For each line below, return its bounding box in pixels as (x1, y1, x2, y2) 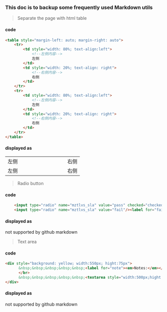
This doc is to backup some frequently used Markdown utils (5, 4, 153, 11)
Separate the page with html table (17, 15, 87, 21)
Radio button (17, 180, 44, 186)
